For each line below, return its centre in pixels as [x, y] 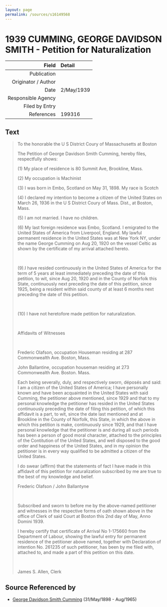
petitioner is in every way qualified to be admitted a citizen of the [84, 451]
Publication [43, 74]
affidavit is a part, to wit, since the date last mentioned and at [80, 414]
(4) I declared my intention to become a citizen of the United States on [89, 198]
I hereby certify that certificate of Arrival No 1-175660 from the [82, 531]
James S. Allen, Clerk [39, 572]
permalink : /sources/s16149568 [38, 14]
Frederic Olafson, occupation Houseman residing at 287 [75, 352]
